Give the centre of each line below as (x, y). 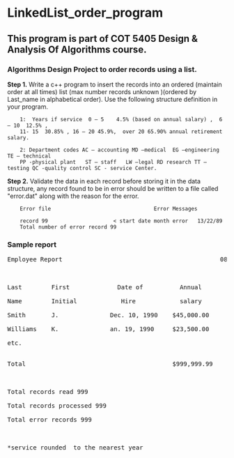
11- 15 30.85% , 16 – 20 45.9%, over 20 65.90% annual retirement (121, 131)
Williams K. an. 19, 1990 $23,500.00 (108, 329)
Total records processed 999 (57, 406)
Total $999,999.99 (110, 364)
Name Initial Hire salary (104, 301)
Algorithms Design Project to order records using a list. (102, 69)
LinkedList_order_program (85, 13)
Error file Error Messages (109, 208)
